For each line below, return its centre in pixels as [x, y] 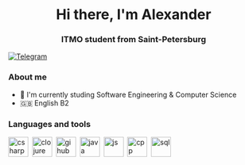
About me [28, 77]
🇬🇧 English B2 [44, 103]
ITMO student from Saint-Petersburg [134, 40]
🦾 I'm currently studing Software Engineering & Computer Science [128, 94]
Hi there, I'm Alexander [134, 15]
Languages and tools [50, 124]
